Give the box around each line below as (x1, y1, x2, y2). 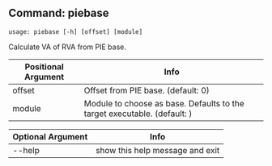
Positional (24, 60, 65, 72)
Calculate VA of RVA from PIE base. (8, 42, 127, 52)
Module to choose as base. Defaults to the (83, 98, 244, 109)
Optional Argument (12, 131, 88, 142)
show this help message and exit (96, 144, 220, 156)
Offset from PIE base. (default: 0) (83, 85, 210, 96)
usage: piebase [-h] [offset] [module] (8, 27, 143, 35)
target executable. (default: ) (83, 108, 193, 119)
